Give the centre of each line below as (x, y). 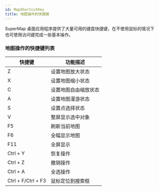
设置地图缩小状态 (70, 81)
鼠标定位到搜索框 (70, 181)
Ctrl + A (16, 172)
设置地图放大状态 (70, 71)
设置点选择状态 (68, 108)
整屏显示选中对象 (70, 117)
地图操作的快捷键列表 (30, 48)
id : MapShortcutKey (25, 9)
